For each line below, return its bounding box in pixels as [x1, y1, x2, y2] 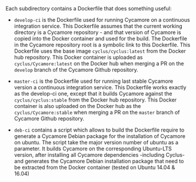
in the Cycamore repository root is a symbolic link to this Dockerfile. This [14, 41, 191, 48]
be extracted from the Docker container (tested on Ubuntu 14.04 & [14, 164, 175, 171]
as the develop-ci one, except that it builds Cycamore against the [14, 90, 172, 97]
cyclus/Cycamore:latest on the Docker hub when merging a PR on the [14, 60, 184, 67]
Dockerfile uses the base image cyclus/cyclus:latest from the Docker [14, 48, 186, 55]
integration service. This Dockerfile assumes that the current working [14, 23, 183, 29]
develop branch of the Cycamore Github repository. [14, 66, 139, 73]
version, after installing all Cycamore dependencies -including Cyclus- [14, 151, 185, 158]
